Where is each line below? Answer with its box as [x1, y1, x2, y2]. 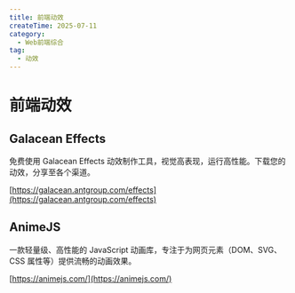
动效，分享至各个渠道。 [9, 167, 95, 178]
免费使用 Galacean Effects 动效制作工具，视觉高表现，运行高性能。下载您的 [9, 156, 286, 166]
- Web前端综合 [17, 37, 64, 47]
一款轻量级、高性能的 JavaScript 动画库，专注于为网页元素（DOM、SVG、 [9, 244, 283, 255]
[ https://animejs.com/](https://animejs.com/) [9, 273, 172, 284]
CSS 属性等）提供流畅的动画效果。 [9, 255, 137, 266]
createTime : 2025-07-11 [9, 21, 98, 30]
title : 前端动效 [9, 12, 64, 22]
